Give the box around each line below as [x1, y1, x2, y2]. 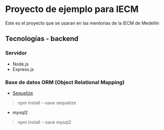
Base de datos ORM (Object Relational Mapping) [5, 78, 125, 85]
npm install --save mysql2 [17, 119, 72, 125]
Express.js [12, 66, 34, 72]
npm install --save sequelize [17, 99, 76, 105]
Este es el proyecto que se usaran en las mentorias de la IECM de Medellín [5, 20, 159, 26]
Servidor [5, 49, 27, 56]
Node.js [12, 61, 29, 67]
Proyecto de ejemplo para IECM [5, 3, 139, 15]
